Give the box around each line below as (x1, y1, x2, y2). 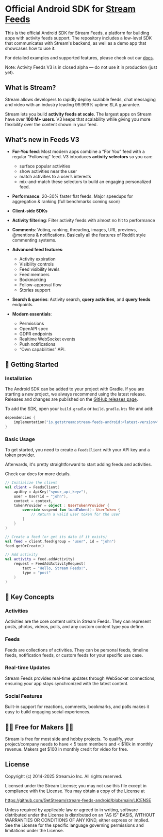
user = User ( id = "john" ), (14, 494, 68, 499)
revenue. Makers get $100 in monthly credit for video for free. (5, 746, 129, 752)
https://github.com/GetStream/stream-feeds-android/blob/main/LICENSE (5, 797, 151, 803)
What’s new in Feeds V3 (5, 135, 80, 144)
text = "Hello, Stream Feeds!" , (22, 566, 88, 571)
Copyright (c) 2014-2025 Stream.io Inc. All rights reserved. (5, 773, 123, 779)
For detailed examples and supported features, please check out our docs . (5, 55, 154, 60)
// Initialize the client (5, 481, 57, 485)
